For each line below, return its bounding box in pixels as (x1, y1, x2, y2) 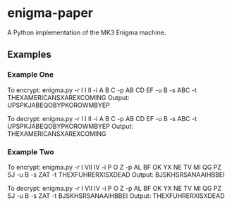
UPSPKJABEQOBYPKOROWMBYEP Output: (7, 122, 134, 130)
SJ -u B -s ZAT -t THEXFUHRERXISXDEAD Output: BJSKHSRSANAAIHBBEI (7, 170, 225, 179)
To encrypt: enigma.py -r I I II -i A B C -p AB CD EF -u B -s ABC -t (7, 86, 197, 94)
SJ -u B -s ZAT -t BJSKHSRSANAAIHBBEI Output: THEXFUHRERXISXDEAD (7, 192, 225, 200)
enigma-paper (7, 5, 94, 21)
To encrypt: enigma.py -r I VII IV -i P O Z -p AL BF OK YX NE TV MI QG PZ (7, 163, 222, 171)
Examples (7, 49, 51, 61)
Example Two (7, 146, 54, 156)
